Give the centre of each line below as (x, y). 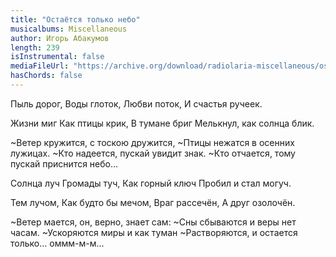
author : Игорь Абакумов (60, 38)
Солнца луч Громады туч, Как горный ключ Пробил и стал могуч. (151, 183)
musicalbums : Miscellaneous (69, 29)
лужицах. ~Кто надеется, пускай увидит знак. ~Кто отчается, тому (153, 153)
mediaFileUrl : (40, 66)
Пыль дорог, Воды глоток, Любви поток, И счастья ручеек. (136, 103)
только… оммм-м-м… (57, 243)
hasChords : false (46, 76)
